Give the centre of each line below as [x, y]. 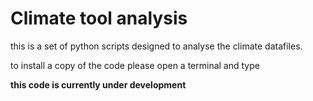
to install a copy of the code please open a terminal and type [135, 65]
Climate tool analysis [99, 18]
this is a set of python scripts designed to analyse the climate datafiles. [156, 46]
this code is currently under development [98, 84]
